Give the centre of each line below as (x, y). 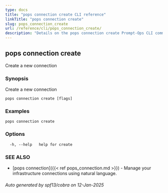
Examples (17, 111)
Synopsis (17, 78)
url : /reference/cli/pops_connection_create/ (53, 29)
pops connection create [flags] (39, 99)
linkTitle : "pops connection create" (44, 19)
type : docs (16, 10)
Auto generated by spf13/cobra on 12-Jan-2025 (54, 185)
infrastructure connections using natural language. (64, 173)
